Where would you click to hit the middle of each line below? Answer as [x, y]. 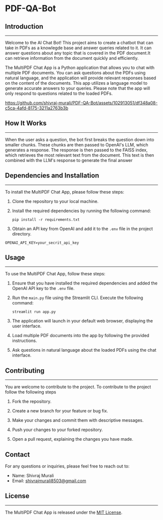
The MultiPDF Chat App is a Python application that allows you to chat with [80, 68]
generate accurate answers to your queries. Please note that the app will [78, 88]
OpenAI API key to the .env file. [43, 288]
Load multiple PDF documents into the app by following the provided [81, 336]
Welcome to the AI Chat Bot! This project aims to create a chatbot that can [79, 43]
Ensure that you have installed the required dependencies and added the [85, 283]
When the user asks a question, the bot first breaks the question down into [80, 140]
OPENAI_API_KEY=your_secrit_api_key [42, 243]
